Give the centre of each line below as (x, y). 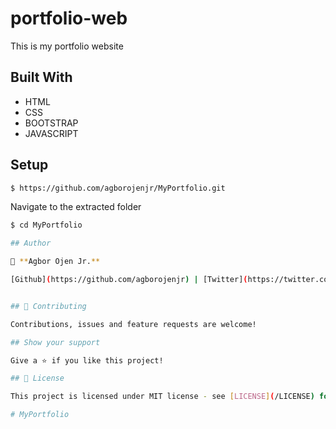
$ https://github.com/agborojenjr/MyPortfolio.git (118, 188)
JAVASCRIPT (51, 133)
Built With (41, 77)
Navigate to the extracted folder (76, 207)
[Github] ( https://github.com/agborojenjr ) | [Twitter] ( (129, 280)
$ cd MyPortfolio (46, 225)
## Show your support (55, 342)
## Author (31, 243)
